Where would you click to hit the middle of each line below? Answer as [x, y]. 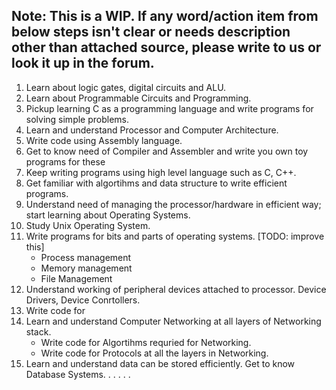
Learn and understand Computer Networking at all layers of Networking [173, 321]
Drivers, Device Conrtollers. [83, 300]
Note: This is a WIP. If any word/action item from [165, 16]
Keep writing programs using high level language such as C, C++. [161, 172]
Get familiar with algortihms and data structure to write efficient [156, 183]
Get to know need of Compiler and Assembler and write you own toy [167, 151]
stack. [38, 331]
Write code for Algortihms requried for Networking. [146, 342]
